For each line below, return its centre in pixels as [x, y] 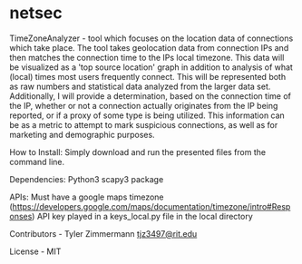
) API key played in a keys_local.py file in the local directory [142, 216]
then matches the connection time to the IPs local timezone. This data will [147, 57]
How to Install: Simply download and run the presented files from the [137, 152]
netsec [36, 13]
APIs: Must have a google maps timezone [87, 197]
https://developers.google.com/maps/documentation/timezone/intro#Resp [151, 206]
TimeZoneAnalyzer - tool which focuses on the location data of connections [151, 38]
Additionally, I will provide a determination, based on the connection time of [151, 96]
